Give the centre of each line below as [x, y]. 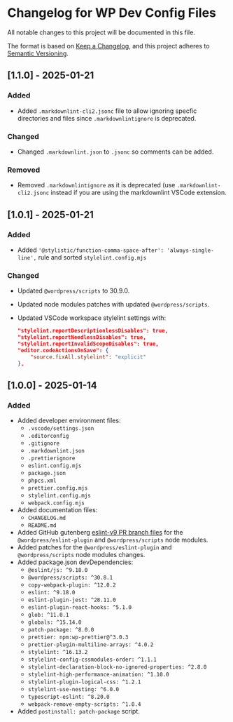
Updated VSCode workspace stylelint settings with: [92, 318]
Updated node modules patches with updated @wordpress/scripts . [113, 305]
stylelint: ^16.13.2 [58, 653]
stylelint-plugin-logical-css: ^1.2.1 [84, 682]
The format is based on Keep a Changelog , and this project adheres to [108, 46]
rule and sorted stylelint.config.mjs [92, 257]
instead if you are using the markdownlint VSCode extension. [139, 193]
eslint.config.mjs [55, 466]
